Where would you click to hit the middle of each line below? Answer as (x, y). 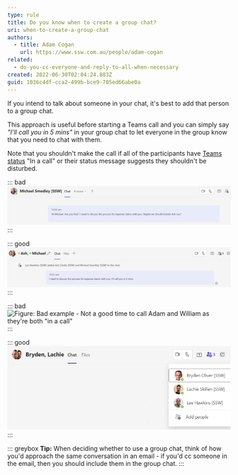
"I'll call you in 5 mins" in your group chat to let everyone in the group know (118, 132)
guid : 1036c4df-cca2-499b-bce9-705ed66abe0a (74, 82)
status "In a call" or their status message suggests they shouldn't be (107, 161)
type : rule (23, 15)
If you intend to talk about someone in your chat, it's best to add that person (118, 103)
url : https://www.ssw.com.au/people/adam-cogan (91, 52)
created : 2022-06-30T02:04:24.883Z (60, 74)
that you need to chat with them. (55, 139)
